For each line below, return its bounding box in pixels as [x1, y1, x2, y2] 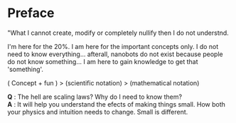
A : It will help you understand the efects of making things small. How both [7, 100, 225, 108]
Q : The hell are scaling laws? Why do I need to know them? [7, 92, 183, 101]
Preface [7, 5, 55, 21]
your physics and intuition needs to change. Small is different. [7, 107, 188, 116]
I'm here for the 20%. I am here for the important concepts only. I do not [7, 42, 219, 50]
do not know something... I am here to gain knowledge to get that [7, 57, 198, 65]
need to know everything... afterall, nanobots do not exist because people [7, 50, 223, 58]
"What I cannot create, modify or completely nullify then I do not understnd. [7, 28, 229, 37]
